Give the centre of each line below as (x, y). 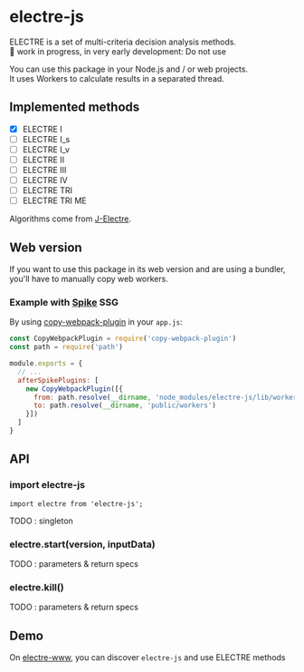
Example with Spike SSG (64, 302)
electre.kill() (37, 587)
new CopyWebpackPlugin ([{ (75, 389)
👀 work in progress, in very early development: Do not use (118, 51)
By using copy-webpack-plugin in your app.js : (96, 322)
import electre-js (47, 485)
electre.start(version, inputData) (82, 544)
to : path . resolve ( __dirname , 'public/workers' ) (125, 405)
